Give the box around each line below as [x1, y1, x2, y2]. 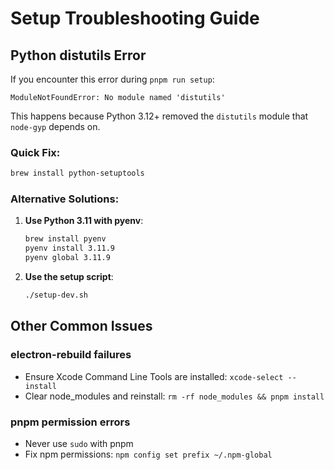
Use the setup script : [24, 271, 114, 283]
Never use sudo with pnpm [24, 437, 134, 449]
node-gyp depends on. [10, 121, 101, 132]
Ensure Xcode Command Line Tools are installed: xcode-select [24, 370, 284, 382]
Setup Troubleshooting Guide [10, 7, 260, 30]
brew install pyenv [24, 234, 107, 244]
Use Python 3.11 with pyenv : [24, 215, 144, 227]
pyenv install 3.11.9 [24, 243, 115, 254]
